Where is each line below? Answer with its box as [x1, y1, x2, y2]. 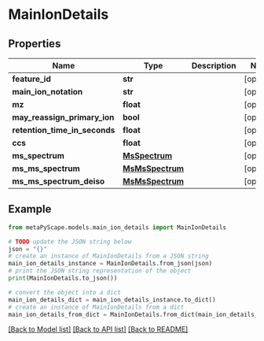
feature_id [12, 73, 51, 84]
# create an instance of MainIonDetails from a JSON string [8, 252, 210, 261]
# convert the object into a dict [8, 288, 122, 296]
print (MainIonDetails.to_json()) [8, 274, 118, 283]
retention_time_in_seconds [12, 124, 115, 135]
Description [191, 61, 236, 71]
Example [8, 202, 52, 216]
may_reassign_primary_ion [12, 112, 115, 123]
